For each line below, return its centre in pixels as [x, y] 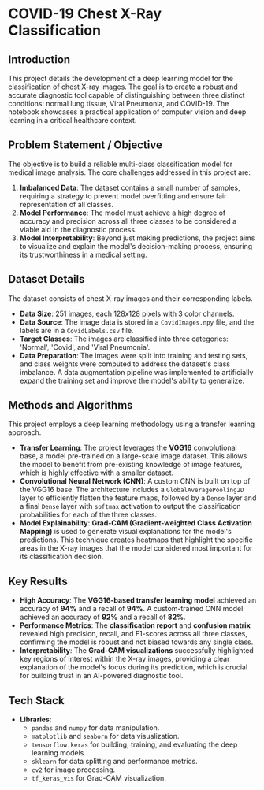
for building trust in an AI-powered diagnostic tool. [101, 676]
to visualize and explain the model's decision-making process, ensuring [136, 246]
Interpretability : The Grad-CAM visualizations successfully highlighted [136, 651]
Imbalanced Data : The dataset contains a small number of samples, [130, 187]
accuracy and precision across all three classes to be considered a [128, 221]
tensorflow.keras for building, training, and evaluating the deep [134, 744]
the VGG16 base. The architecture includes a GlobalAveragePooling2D [132, 490]
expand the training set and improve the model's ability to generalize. [132, 380]
